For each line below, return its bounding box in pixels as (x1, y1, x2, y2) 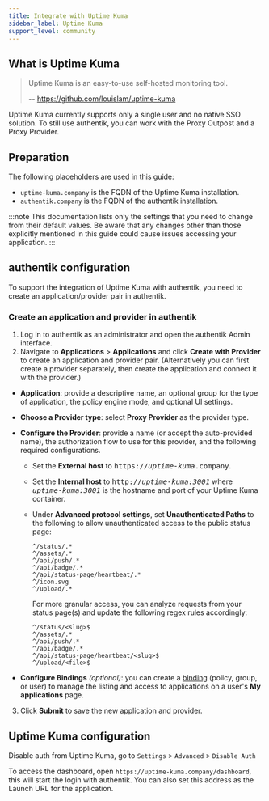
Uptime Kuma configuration (8, 729, 151, 743)
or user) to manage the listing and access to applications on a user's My (19, 681, 261, 692)
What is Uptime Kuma (8, 57, 120, 70)
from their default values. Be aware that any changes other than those (8, 220, 242, 230)
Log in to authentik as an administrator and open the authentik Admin (19, 329, 250, 340)
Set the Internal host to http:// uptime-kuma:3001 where (32, 477, 233, 486)
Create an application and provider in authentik (8, 311, 197, 322)
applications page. (19, 690, 85, 700)
